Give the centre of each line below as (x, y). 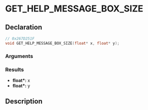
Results (14, 69)
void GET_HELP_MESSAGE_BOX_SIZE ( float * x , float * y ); (62, 43)
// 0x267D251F (20, 38)
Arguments (19, 56)
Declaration (24, 27)
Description (24, 101)
